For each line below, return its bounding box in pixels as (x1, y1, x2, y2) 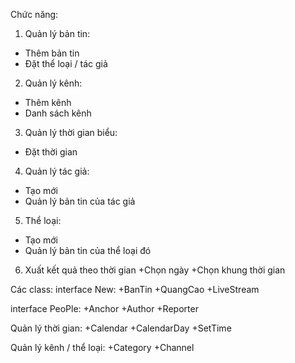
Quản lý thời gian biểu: (24, 127, 118, 138)
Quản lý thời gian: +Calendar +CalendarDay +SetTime (10, 322, 232, 334)
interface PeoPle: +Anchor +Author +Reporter (10, 303, 199, 314)
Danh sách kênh (24, 107, 92, 119)
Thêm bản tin (24, 47, 80, 59)
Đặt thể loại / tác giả (24, 58, 108, 69)
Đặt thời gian (24, 146, 78, 158)
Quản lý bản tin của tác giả (24, 195, 136, 207)
